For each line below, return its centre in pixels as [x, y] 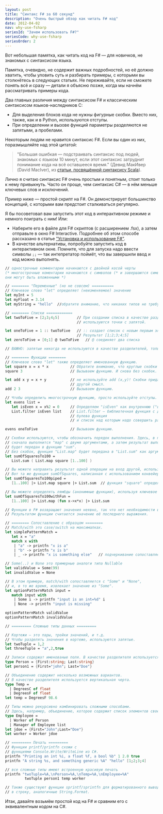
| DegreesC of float [30, 689]
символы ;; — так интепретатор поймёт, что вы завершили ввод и [81, 254]
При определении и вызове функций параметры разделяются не [80, 125]
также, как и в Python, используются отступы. [60, 119]
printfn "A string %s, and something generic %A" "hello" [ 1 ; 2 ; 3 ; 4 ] [76, 761]
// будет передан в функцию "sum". [41, 447]
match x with [24, 541]
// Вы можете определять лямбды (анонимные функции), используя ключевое [81, 492]
